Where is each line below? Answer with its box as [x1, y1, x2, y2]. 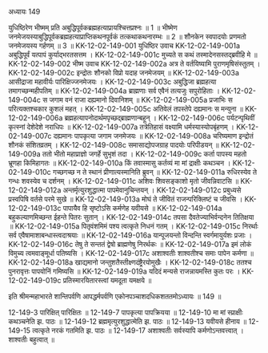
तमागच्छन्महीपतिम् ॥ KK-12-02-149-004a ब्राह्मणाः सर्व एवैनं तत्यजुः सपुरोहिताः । [8, 86, 220, 95]
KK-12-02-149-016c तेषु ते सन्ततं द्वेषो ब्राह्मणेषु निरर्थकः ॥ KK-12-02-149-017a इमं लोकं [8, 240, 252, 249]
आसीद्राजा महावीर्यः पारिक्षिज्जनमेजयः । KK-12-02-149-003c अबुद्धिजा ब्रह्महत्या [8, 77, 217, 87]
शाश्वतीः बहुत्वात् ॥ [8, 335, 54, 344]
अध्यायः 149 [8, 7, 41, 16]
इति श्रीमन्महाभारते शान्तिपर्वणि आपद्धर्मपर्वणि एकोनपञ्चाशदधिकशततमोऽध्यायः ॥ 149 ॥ [8, 292, 222, 301]
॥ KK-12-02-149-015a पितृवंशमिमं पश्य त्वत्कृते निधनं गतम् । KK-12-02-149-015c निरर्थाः [8, 221, 258, 231]
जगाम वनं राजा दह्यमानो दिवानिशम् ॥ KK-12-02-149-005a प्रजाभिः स [49, 95, 234, 104]
